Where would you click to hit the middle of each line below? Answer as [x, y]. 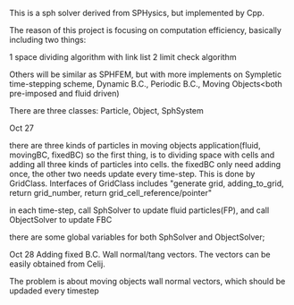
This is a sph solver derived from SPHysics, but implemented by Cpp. [137, 13]
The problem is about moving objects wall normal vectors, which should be [147, 281]
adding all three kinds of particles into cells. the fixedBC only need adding [145, 164]
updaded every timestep [55, 291]
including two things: [48, 40]
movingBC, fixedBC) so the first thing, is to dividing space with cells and [142, 155]
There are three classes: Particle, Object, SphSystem [106, 110]
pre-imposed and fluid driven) [64, 93]
